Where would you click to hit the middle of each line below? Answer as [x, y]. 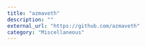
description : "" [30, 20]
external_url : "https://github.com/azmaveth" [73, 26]
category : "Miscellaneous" [46, 32]
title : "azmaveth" [33, 13]
